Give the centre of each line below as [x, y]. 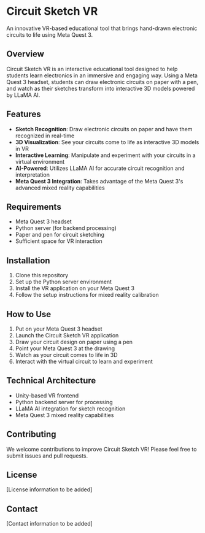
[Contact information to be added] [50, 524]
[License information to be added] [49, 489]
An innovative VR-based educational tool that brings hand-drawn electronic [102, 28]
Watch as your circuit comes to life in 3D [66, 355]
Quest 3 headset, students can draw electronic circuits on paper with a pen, [102, 82]
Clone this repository [42, 275]
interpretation [33, 174]
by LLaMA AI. [23, 95]
